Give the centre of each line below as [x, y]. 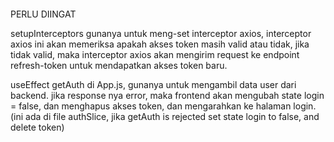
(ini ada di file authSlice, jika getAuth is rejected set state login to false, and [165, 116]
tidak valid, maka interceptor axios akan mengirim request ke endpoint [155, 54]
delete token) [37, 127]
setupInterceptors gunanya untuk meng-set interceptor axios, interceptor [161, 33]
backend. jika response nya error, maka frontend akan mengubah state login [167, 95]
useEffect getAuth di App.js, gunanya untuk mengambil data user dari [153, 84]
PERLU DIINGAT [43, 14]
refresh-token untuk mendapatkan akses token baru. [119, 65]
